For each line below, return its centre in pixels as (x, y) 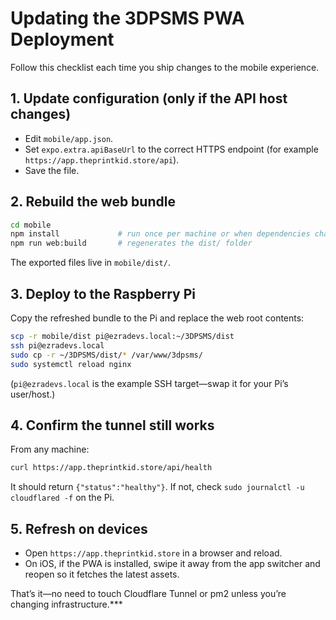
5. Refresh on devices (79, 528)
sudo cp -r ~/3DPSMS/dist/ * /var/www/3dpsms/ (106, 355)
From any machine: (50, 449)
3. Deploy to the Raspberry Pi (103, 293)
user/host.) (33, 394)
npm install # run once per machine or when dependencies (160, 234)
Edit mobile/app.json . (69, 138)
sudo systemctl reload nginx (71, 364)
